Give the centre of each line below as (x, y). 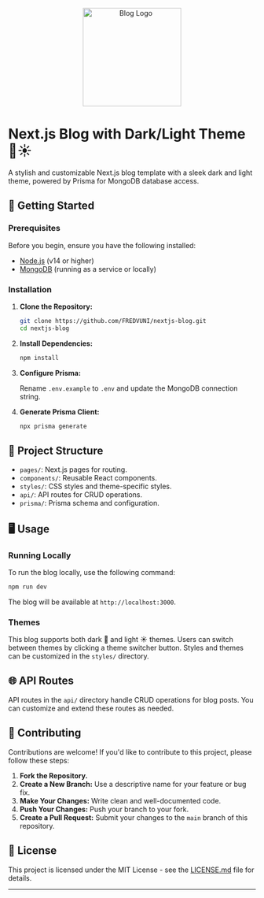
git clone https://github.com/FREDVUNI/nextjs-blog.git (113, 321)
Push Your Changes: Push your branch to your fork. (104, 809)
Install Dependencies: (56, 343)
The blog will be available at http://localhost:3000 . (92, 602)
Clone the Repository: (56, 306)
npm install (39, 358)
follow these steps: (38, 760)
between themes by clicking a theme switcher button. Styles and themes (126, 648)
